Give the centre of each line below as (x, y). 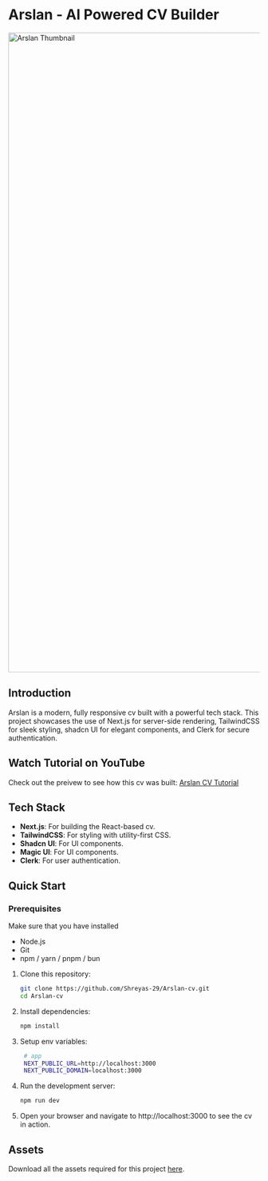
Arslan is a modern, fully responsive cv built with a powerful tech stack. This (134, 712)
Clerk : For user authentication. (70, 860)
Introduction (40, 693)
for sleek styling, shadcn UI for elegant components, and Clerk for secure (129, 729)
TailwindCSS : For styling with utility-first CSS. (95, 835)
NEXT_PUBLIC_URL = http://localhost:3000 (90, 1063)
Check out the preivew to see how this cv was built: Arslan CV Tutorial (124, 782)
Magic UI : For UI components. (69, 852)
